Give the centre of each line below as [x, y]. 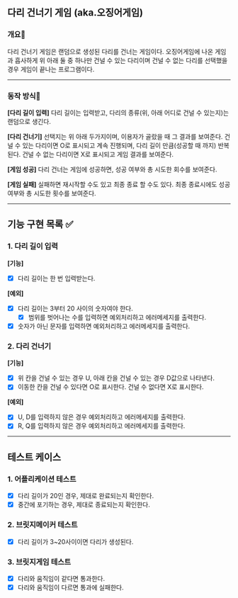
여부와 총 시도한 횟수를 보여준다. [52, 193]
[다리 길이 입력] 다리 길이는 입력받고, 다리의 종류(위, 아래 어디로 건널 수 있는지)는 [118, 113]
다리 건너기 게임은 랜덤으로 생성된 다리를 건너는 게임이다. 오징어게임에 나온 [110, 51]
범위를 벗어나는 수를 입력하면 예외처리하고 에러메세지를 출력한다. [117, 317]
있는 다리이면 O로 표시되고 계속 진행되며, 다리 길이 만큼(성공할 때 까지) [119, 145]
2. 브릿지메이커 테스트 [42, 525]
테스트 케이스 [34, 457]
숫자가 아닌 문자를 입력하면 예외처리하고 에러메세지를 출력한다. [104, 326]
